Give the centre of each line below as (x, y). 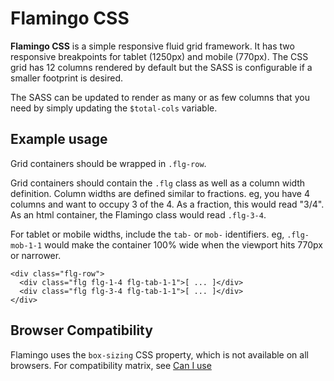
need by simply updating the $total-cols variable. (114, 108)
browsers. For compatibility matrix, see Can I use (111, 365)
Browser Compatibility (81, 330)
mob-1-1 (26, 245)
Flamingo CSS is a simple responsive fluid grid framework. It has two (152, 46)
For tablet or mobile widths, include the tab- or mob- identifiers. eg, (147, 234)
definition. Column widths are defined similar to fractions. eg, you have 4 (160, 193)
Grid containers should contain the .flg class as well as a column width (158, 183)
